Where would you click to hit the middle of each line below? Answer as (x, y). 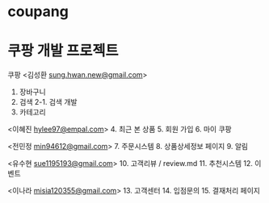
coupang (38, 12)
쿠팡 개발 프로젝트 (63, 51)
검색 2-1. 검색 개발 (48, 102)
